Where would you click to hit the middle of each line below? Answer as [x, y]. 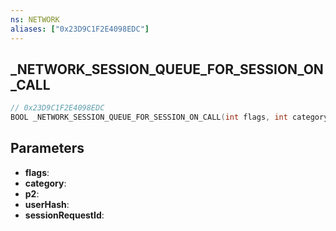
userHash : [47, 204]
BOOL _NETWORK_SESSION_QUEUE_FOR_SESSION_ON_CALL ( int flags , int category [169, 117]
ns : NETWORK [35, 19]
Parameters [47, 148]
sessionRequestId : [64, 215]
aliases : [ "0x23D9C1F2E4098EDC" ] [80, 29]
